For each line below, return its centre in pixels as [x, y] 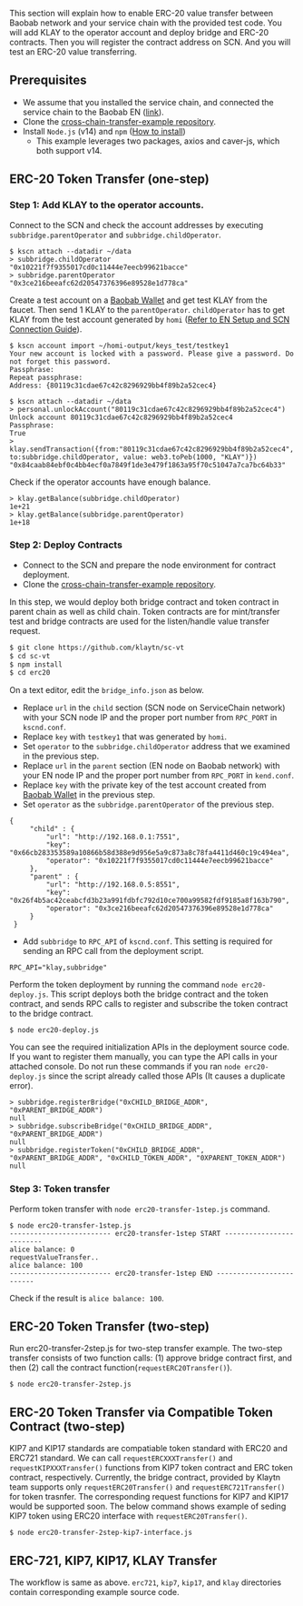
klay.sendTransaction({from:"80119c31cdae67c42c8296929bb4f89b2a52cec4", [152, 449]
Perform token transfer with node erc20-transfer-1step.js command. [140, 1209]
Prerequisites [48, 80]
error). [21, 1086]
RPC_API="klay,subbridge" [58, 968]
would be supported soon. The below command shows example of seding [148, 1506]
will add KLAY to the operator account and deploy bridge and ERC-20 [139, 32]
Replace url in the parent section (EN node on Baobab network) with [151, 766]
